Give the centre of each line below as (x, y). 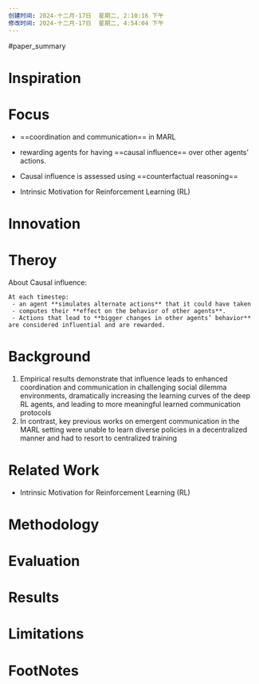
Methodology (54, 524)
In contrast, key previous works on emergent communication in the (129, 421)
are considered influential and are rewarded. (87, 325)
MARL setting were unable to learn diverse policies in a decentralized (133, 429)
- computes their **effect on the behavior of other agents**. (119, 311)
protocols (35, 413)
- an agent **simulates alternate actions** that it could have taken (131, 304)
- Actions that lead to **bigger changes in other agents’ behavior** (131, 318)
